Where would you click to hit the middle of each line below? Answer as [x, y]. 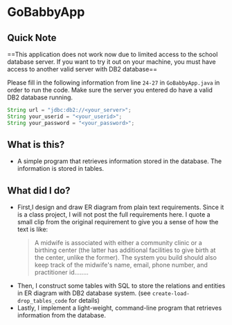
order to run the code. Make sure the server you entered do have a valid [110, 90]
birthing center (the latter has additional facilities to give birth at [125, 250]
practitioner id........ [61, 272]
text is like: [33, 229]
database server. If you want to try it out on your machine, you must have [111, 62]
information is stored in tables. [61, 169]
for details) [84, 301]
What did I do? [39, 191]
